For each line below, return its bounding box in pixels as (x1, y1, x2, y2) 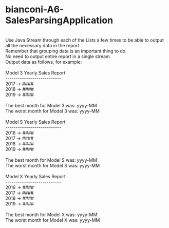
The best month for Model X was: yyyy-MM (5, 212, 98, 218)
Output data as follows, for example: (5, 59, 82, 65)
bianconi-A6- (5, 4, 64, 15)
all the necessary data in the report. (5, 42, 81, 48)
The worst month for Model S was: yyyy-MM (5, 162, 100, 168)
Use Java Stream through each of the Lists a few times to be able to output (5, 37, 164, 43)
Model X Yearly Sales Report (5, 173, 66, 179)
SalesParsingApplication (5, 14, 114, 26)
